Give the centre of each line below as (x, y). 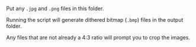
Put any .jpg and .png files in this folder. (55, 9)
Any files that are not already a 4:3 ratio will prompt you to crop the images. (98, 37)
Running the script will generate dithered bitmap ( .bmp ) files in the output (95, 20)
